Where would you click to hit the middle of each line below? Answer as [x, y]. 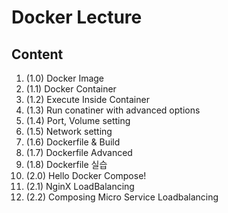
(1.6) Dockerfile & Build [73, 142]
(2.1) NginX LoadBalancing [80, 186]
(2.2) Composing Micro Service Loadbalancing [122, 197]
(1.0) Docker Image [65, 78]
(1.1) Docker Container [71, 89]
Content [37, 54]
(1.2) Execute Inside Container [87, 99]
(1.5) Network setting [69, 131]
